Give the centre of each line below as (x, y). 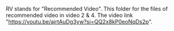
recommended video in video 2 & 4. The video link (69, 15)
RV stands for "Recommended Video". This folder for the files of (87, 9)
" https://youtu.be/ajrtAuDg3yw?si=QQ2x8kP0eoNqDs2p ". (79, 22)
